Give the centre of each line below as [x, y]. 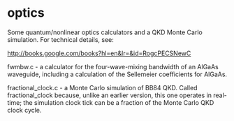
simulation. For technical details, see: [60, 39]
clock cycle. [24, 110]
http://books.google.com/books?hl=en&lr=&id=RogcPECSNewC [99, 53]
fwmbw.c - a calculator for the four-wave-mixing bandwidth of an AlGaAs [113, 66]
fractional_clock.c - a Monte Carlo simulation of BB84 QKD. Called [102, 87]
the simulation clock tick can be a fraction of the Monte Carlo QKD [119, 102]
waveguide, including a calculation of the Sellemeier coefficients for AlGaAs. [117, 74]
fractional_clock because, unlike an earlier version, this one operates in [109, 95]
